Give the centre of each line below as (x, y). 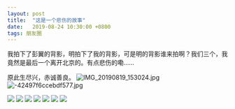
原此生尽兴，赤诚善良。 (41, 78)
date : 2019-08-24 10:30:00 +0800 (59, 27)
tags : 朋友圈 (24, 33)
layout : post (26, 14)
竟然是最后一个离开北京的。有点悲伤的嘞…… (71, 63)
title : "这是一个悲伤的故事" (47, 20)
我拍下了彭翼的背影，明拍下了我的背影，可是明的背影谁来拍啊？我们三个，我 (117, 54)
